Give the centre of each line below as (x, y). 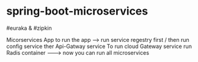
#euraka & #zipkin (29, 28)
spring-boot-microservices (77, 11)
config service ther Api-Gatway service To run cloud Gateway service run (99, 46)
